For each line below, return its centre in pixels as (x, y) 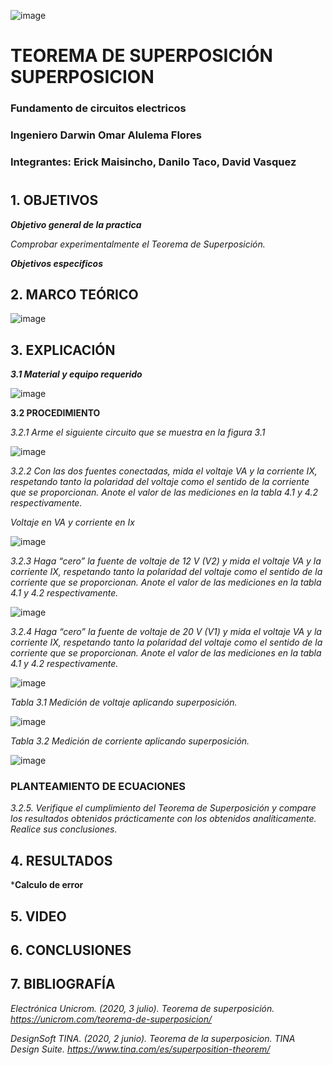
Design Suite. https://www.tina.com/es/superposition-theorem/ (140, 1049)
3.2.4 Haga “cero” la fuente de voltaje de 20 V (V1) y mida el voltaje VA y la (166, 632)
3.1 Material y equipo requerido (76, 374)
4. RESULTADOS (61, 860)
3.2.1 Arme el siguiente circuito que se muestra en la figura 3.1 (138, 432)
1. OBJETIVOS (54, 200)
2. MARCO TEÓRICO (74, 294)
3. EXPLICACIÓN (63, 350)
